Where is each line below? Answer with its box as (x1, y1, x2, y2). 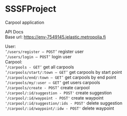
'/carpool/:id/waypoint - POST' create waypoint (5, 95, 104, 100)
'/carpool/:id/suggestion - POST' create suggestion (5, 90, 112, 96)
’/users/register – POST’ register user (5, 49, 84, 54)
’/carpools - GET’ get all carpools (5, 64, 74, 70)
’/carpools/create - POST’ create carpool (5, 84, 90, 90)
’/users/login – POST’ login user (5, 53, 72, 59)
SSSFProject (5, 3, 57, 15)
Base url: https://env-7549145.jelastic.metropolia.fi (5, 34, 106, 40)
